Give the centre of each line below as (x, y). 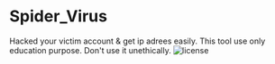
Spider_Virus (59, 16)
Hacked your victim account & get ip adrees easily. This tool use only (137, 41)
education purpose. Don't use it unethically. (90, 50)
